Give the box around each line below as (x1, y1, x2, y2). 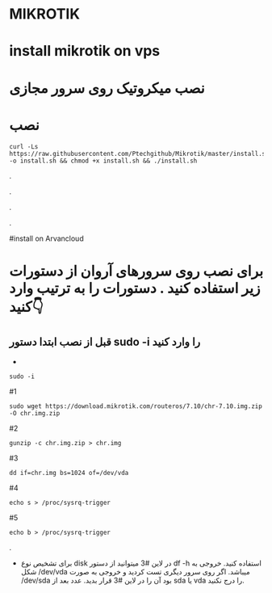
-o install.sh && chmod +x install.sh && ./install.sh (9, 157, 198, 165)
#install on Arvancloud (9, 233, 84, 243)
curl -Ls (9, 142, 39, 150)
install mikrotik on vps (9, 42, 161, 61)
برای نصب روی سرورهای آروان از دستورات (9, 262, 264, 280)
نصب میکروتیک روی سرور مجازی (9, 78, 205, 97)
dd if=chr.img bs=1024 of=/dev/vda (9, 469, 129, 477)
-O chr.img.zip (9, 409, 61, 417)
